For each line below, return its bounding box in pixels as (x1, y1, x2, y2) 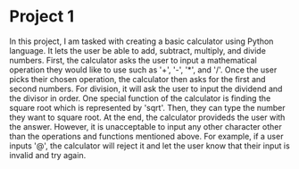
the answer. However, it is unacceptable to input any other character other (9, 121, 283, 131)
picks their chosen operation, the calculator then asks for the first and (9, 73, 266, 84)
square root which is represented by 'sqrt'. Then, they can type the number (9, 102, 286, 113)
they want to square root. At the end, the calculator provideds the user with (9, 112, 286, 123)
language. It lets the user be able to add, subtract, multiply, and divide (9, 45, 266, 55)
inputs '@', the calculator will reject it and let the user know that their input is (9, 140, 290, 151)
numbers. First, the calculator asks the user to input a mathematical (9, 55, 257, 65)
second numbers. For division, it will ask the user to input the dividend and (9, 83, 283, 94)
